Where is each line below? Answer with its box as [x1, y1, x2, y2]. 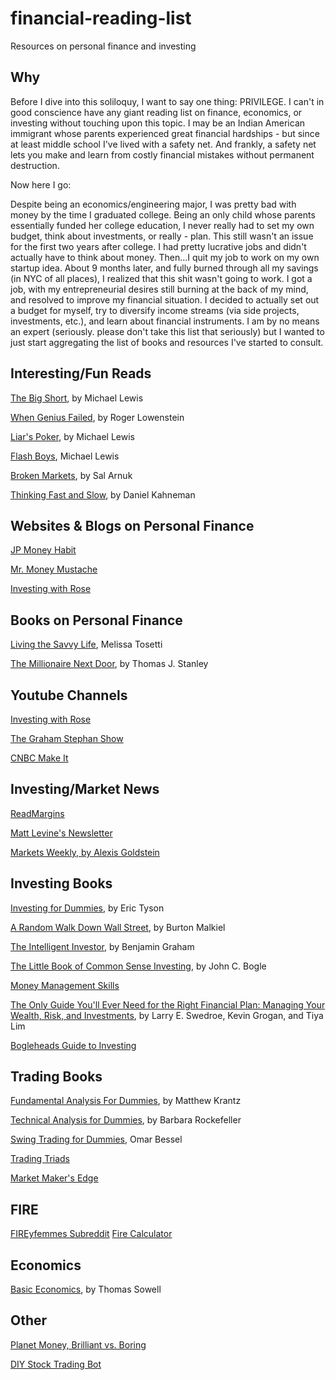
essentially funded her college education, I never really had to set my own [10, 219, 315, 231]
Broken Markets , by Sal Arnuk [10, 469, 133, 481]
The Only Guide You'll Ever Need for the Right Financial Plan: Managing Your [10, 998, 326, 1011]
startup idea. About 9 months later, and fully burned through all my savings [10, 262, 319, 274]
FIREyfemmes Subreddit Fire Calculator [10, 1228, 173, 1240]
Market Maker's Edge [10, 1172, 99, 1184]
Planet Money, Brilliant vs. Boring [10, 1338, 147, 1351]
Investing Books [10, 875, 113, 892]
